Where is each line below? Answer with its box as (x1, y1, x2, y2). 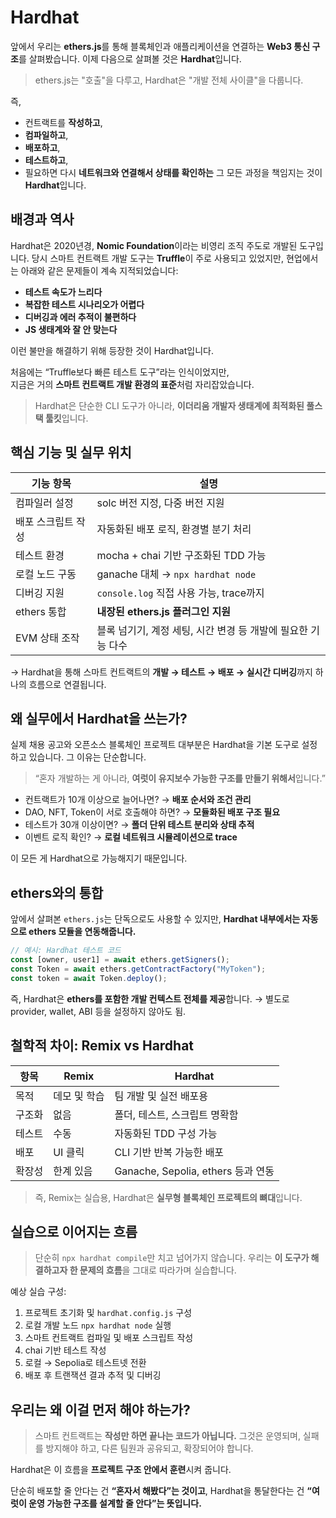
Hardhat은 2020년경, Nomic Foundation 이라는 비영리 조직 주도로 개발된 (10, 239, 298, 251)
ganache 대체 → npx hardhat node (96, 567, 257, 581)
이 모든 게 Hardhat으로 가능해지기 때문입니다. (10, 852, 188, 865)
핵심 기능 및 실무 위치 (10, 444, 132, 461)
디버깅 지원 (15, 586, 65, 600)
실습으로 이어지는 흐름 (10, 1223, 138, 1240)
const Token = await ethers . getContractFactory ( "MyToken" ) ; (10, 964, 267, 974)
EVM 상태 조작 (15, 631, 80, 645)
